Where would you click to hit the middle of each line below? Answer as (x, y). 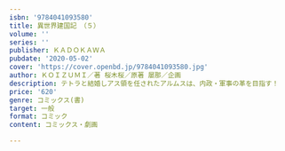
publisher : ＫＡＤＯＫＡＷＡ (58, 51)
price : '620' (33, 91)
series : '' (29, 42)
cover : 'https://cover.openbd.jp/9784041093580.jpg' (109, 68)
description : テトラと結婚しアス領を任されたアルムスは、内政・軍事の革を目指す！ (144, 83)
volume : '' (29, 34)
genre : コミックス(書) (47, 100)
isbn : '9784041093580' (51, 17)
